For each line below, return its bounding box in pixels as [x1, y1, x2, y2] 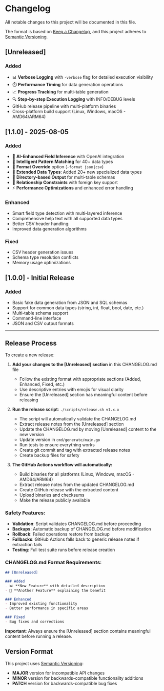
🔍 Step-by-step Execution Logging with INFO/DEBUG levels [12, 96, 135, 102]
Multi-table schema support [12, 310, 68, 316]
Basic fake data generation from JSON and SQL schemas [12, 299, 128, 305]
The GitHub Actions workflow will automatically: [12, 462, 113, 468]
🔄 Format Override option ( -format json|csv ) [12, 164, 104, 170]
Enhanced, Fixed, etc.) [19, 381, 65, 387]
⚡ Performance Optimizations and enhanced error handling [12, 185, 133, 191]
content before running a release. [5, 633, 72, 639]
